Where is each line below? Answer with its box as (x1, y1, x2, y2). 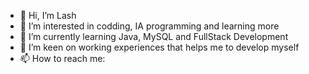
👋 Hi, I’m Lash (19, 10, 77, 21)
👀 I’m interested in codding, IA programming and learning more (19, 20, 280, 32)
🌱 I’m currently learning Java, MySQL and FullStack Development (19, 31, 289, 42)
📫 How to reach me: (19, 53, 106, 64)
